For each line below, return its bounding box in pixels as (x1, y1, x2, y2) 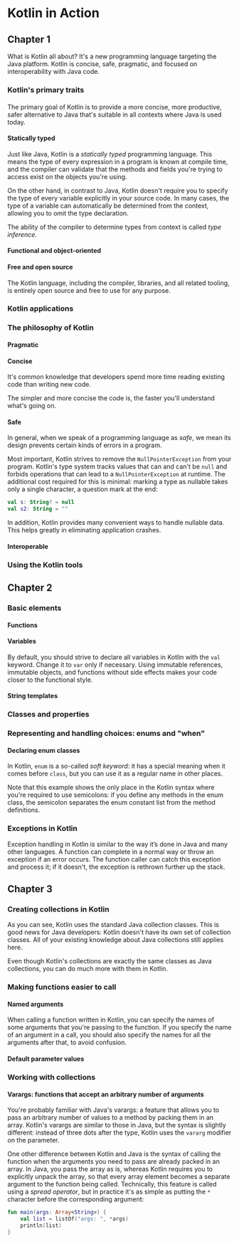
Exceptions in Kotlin (7, 823, 78, 833)
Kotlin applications (7, 304, 74, 314)
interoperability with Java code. (7, 68, 100, 75)
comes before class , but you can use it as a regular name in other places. (7, 769, 223, 778)
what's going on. (7, 402, 57, 410)
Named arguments (7, 1000, 64, 1008)
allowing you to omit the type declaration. (7, 208, 129, 218)
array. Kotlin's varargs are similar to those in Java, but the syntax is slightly (7, 1121, 226, 1130)
